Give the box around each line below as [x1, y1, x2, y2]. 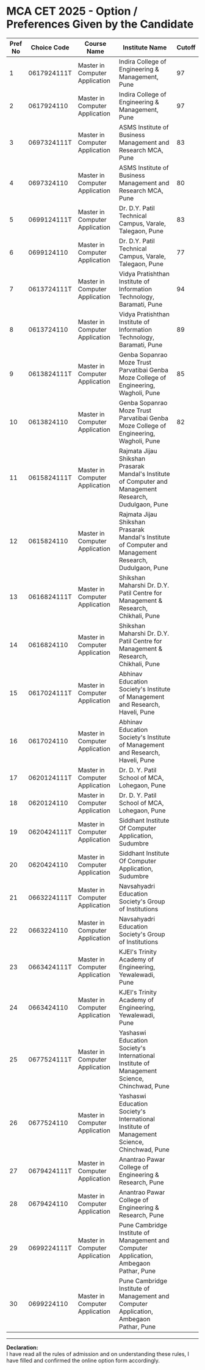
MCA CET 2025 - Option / [6, 4, 138, 18]
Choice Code [31, 43, 70, 51]
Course [84, 39, 107, 48]
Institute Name [123, 43, 167, 51]
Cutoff [176, 43, 196, 51]
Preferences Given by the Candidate [6, 17, 194, 31]
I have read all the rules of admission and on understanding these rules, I [6, 1350, 189, 1357]
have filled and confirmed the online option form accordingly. [6, 1357, 160, 1364]
